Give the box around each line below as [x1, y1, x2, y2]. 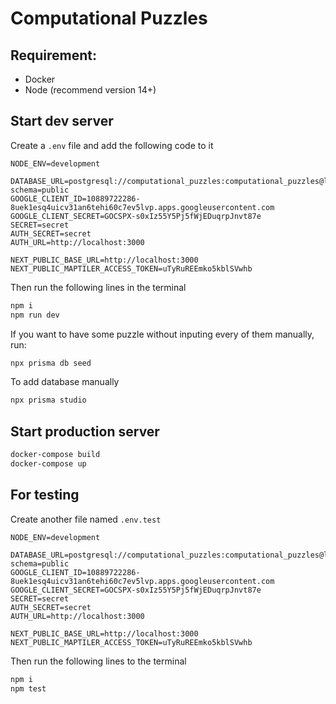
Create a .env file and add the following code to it [10, 139, 214, 151]
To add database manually [10, 376, 120, 388]
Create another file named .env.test [10, 513, 162, 525]
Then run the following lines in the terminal [10, 281, 187, 293]
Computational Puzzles [10, 7, 208, 30]
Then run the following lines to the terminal [10, 655, 187, 667]
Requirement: [10, 47, 98, 64]
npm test [10, 683, 47, 694]
